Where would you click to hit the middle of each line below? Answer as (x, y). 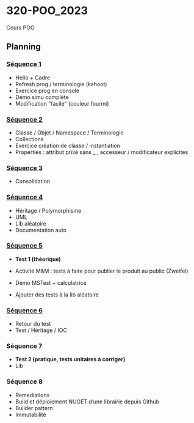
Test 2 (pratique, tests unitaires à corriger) (70, 359)
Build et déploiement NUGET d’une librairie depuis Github (87, 402)
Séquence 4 (25, 197)
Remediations (32, 395)
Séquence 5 (24, 246)
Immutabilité (31, 414)
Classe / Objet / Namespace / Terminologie (69, 133)
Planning (23, 47)
